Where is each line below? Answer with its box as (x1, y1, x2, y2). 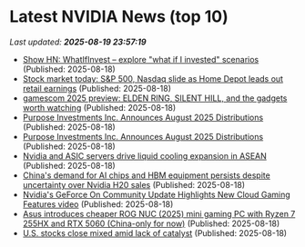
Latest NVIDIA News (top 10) (9, 6, 229, 27)
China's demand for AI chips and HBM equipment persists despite (22, 170, 270, 181)
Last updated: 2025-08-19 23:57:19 (9, 36, 147, 47)
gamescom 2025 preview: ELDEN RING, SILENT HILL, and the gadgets (22, 93, 288, 104)
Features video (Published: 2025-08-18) (22, 198, 174, 210)
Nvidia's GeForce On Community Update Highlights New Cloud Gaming (22, 189, 291, 200)
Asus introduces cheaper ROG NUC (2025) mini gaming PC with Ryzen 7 (22, 208, 296, 219)
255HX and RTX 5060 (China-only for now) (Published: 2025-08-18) (22, 218, 280, 229)
